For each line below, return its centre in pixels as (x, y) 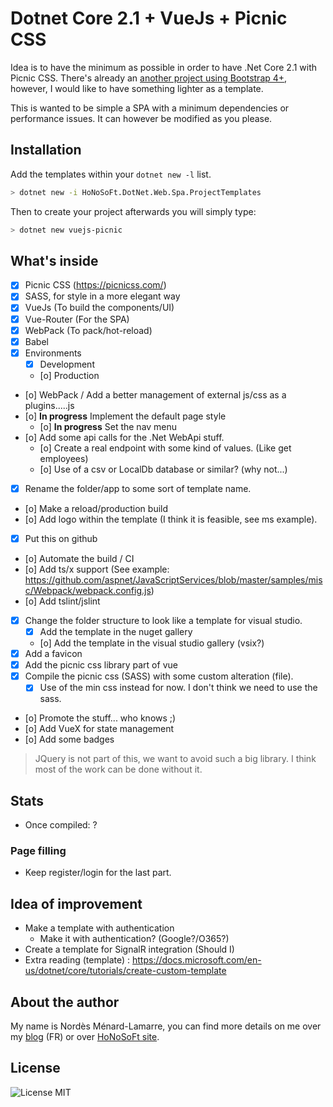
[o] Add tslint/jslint (62, 601)
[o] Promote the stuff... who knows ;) (100, 718)
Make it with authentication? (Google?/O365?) (134, 939)
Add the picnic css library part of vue (101, 665)
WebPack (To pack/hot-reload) (88, 330)
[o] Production (69, 375)
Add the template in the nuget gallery (116, 631)
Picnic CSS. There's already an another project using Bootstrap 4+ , (149, 78)
